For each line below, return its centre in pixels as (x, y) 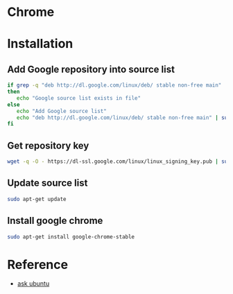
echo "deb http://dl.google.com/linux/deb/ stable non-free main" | (117, 118)
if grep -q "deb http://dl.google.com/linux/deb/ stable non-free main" (114, 85)
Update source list (48, 183)
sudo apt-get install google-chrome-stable (71, 236)
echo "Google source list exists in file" (78, 98)
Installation (40, 44)
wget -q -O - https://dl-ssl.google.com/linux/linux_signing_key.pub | (113, 162)
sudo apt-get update (37, 199)
